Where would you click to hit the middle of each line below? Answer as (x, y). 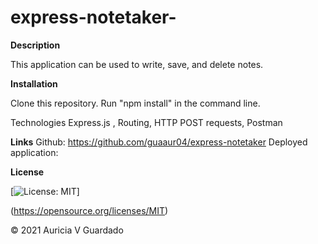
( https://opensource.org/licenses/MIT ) (89, 210)
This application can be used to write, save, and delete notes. (137, 64)
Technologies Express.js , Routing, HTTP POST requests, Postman (146, 122)
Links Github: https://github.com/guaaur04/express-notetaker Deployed (159, 142)
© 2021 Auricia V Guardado (67, 230)
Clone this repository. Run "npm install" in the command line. (135, 103)
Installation (34, 83)
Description (35, 45)
